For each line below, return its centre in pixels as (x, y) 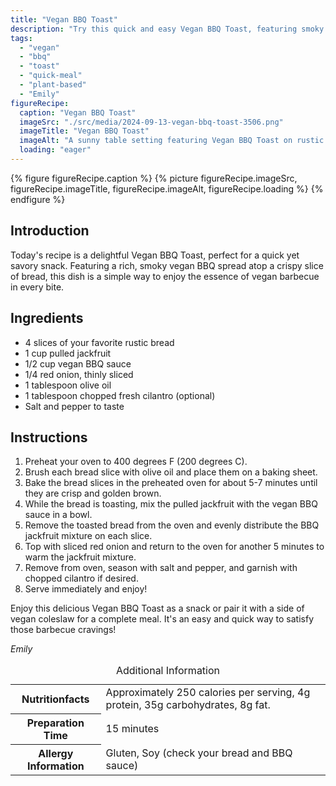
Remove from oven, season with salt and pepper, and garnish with (161, 568)
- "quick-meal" (51, 76)
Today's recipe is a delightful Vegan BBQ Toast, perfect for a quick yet (155, 255)
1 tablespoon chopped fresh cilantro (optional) (120, 395)
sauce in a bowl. (58, 515)
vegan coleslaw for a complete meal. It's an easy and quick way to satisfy (162, 619)
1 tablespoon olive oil (68, 385)
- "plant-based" (53, 85)
